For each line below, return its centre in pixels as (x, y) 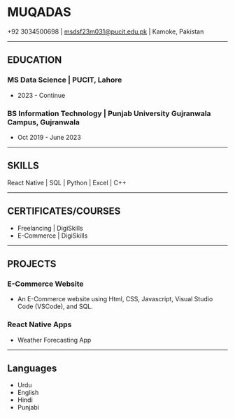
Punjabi (28, 408)
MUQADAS (39, 12)
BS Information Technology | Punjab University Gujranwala (109, 113)
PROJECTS (32, 264)
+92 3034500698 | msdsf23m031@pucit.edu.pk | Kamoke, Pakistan (106, 31)
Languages (32, 368)
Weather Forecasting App (54, 340)
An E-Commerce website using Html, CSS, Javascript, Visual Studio (115, 299)
